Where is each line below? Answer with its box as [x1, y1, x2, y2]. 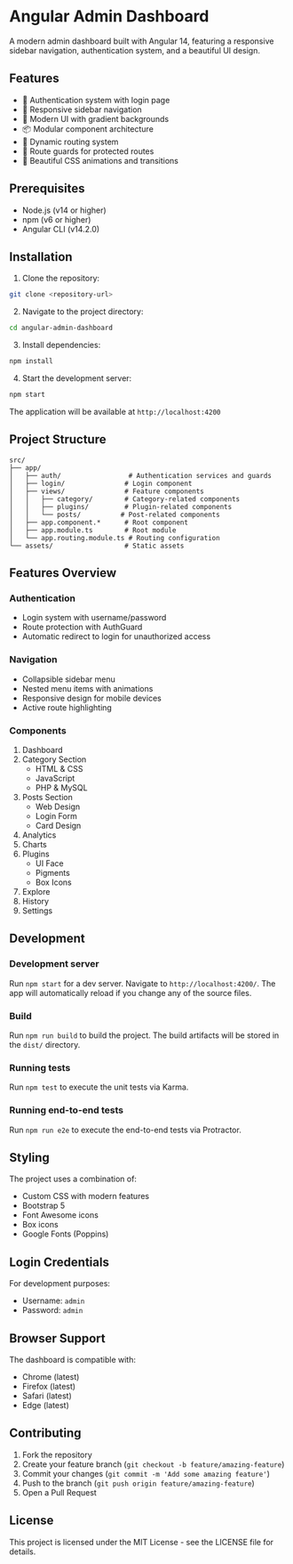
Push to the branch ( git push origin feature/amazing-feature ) [21, 1478, 255, 1488]
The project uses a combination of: [9, 1173, 138, 1185]
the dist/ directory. [9, 1039, 81, 1049]
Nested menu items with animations [21, 683, 154, 693]
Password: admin [21, 1305, 83, 1316]
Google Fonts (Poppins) [21, 1228, 109, 1239]
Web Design [35, 801, 81, 812]
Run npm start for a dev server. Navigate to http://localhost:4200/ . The [9, 977, 276, 989]
